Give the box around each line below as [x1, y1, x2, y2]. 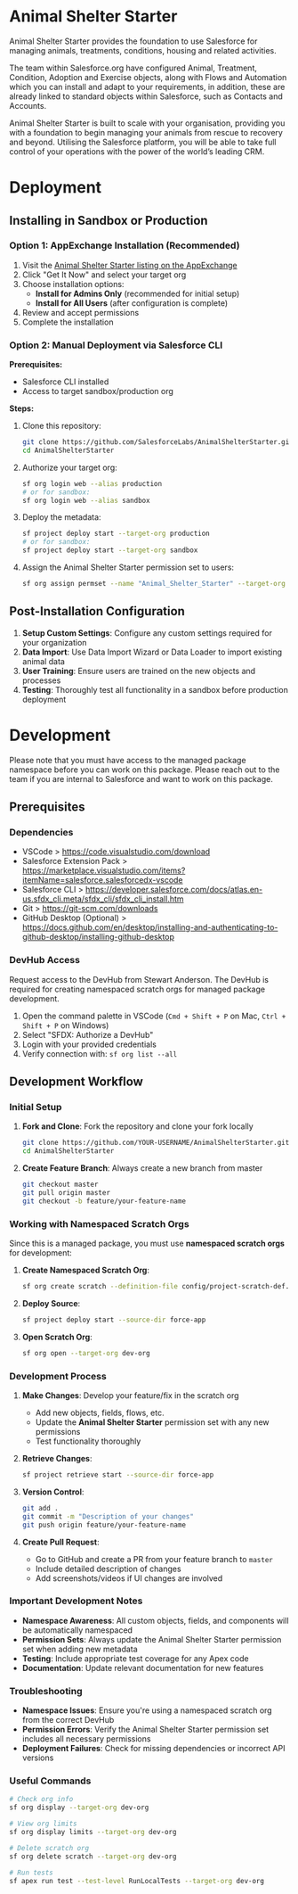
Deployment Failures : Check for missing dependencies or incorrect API [21, 1743, 286, 1754]
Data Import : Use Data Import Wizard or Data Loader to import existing [21, 646, 283, 657]
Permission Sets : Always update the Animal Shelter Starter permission [21, 1634, 282, 1644]
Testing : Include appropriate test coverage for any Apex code [21, 1652, 249, 1664]
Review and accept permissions [21, 307, 140, 317]
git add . [21, 1503, 60, 1512]
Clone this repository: [21, 421, 101, 432]
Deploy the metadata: [21, 512, 101, 523]
